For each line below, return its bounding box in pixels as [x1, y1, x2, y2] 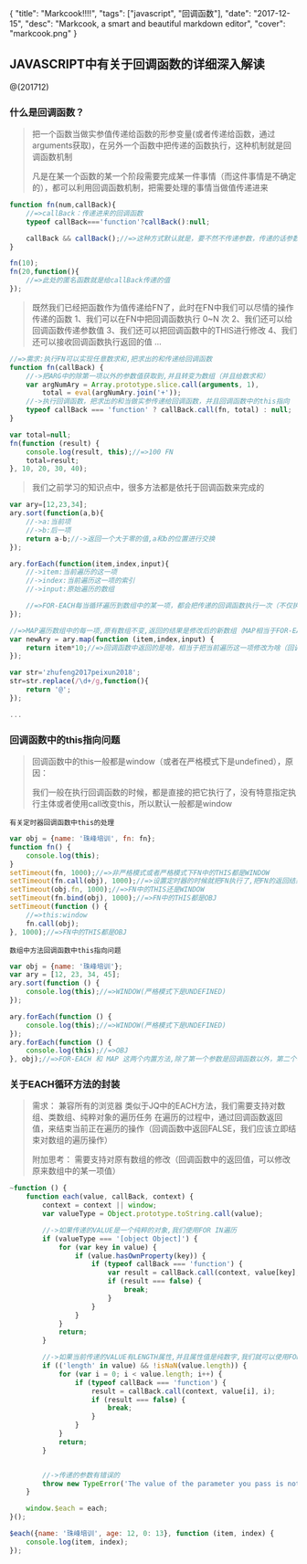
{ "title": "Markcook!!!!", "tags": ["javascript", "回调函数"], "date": [9, 8, 251, 18]
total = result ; [26, 456, 79, 465]
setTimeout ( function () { [9, 903, 108, 912]
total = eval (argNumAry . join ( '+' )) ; [42, 388, 182, 397]
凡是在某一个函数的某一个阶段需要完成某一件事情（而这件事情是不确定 [31, 171, 297, 182]
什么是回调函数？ [9, 106, 85, 119]
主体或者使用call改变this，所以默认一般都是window [39, 798, 233, 809]
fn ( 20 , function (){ [9, 268, 79, 277]
